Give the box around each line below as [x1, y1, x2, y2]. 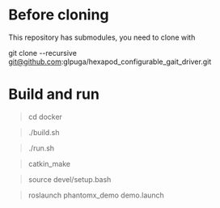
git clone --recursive [8, 48, 77, 57]
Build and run [8, 85, 99, 104]
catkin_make [27, 159, 71, 168]
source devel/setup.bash [27, 174, 112, 184]
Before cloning [8, 6, 109, 24]
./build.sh [27, 127, 60, 137]
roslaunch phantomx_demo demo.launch [27, 190, 164, 200]
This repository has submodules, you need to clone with [8, 32, 196, 42]
